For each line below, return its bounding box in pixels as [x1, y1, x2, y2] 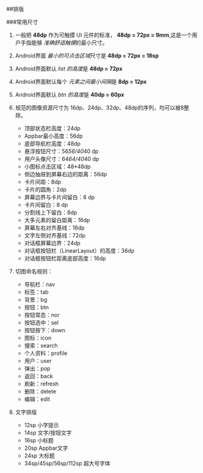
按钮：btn [24, 304, 49, 311]
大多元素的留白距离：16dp [24, 217, 90, 223]
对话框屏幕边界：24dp [24, 239, 81, 247]
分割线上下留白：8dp [24, 209, 77, 216]
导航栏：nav [24, 281, 55, 288]
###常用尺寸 [6, 18, 38, 26]
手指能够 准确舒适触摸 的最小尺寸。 [20, 39, 108, 46]
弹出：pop [24, 365, 51, 372]
